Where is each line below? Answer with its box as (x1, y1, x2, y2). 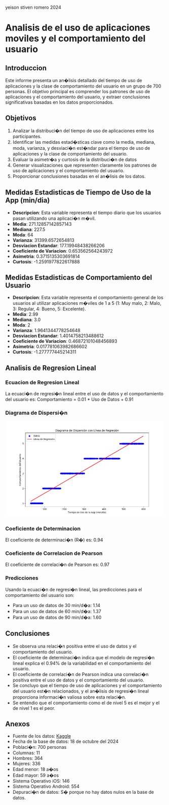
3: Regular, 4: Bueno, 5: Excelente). (12, 306, 86, 312)
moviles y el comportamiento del (5, 33, 146, 45)
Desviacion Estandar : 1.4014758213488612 (12, 333, 104, 339)
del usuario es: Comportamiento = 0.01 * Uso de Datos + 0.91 (5, 396, 134, 402)
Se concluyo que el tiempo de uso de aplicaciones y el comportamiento (12, 682, 162, 688)
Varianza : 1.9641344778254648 (12, 328, 81, 334)
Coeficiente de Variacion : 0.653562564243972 (12, 248, 113, 254)
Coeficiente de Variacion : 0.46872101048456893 (12, 338, 117, 344)
